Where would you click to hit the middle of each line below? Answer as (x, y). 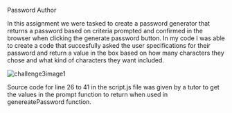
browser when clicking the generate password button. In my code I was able (116, 38)
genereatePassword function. (50, 102)
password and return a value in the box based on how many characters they (116, 53)
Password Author (32, 10)
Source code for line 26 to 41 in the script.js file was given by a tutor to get (113, 87)
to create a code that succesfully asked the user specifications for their (109, 45)
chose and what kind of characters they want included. (86, 60)
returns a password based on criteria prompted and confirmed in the (105, 31)
